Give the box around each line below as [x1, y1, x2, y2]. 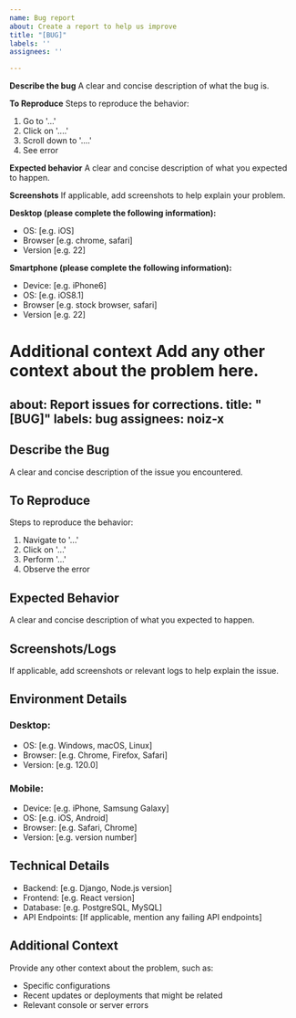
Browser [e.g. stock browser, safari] [22, 299, 158, 310]
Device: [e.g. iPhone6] [22, 280, 107, 291]
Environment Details [9, 691, 128, 708]
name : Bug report [9, 13, 76, 23]
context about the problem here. [9, 361, 260, 382]
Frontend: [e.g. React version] [22, 892, 135, 903]
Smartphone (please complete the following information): [9, 262, 232, 274]
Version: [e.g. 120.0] [22, 759, 98, 770]
